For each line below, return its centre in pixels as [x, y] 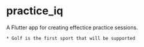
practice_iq [35, 11]
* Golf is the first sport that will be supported [71, 38]
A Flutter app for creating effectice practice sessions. [72, 27]
